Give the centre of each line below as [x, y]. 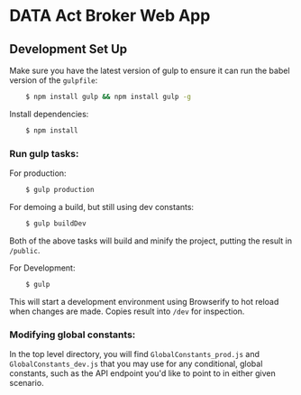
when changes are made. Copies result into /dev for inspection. [127, 311]
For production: [38, 173]
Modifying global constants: [73, 335]
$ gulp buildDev [56, 223]
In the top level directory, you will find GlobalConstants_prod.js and [134, 354]
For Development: [42, 268]
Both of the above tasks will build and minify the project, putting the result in [151, 241]
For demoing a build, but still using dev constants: [102, 207]
